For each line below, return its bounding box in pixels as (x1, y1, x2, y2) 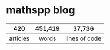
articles (9, 34, 30, 42)
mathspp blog (6, 3, 75, 17)
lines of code (65, 34, 102, 42)
